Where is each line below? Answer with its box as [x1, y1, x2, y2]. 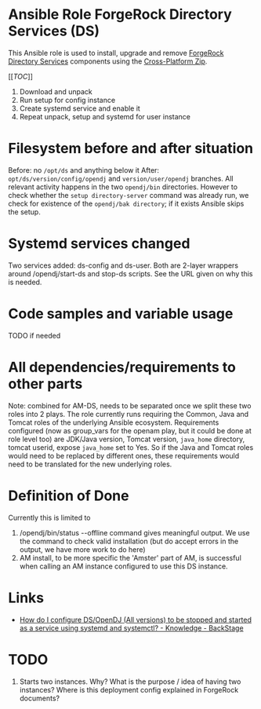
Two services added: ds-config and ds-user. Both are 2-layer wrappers [8, 261, 239, 270]
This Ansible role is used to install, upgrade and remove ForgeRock [8, 48, 224, 57]
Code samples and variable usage [8, 305, 234, 323]
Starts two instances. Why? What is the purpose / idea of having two [19, 677, 241, 686]
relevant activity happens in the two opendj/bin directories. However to [8, 182, 237, 192]
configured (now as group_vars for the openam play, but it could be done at [8, 426, 252, 435]
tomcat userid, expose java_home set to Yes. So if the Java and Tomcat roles [8, 442, 254, 452]
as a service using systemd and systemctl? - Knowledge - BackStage [19, 623, 245, 633]
